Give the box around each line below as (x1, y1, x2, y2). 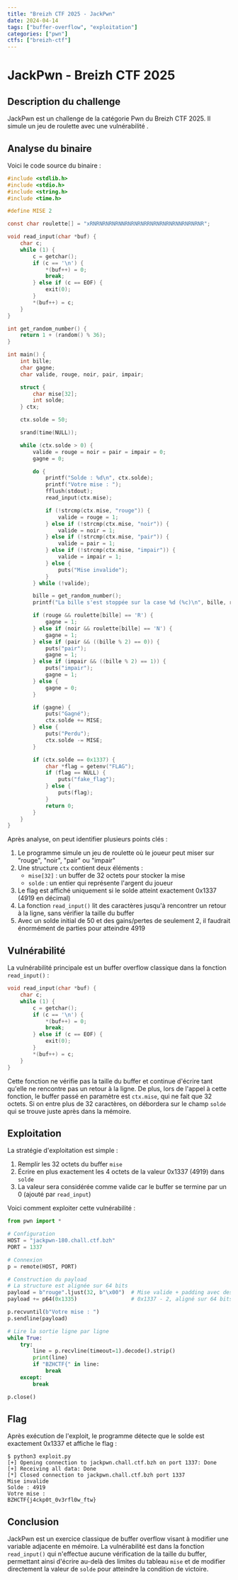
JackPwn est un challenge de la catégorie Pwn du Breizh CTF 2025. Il (7, 114, 211, 123)
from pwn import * (7, 1217, 62, 1225)
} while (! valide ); (33, 580, 91, 587)
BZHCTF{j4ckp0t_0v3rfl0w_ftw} (7, 1496, 97, 1504)
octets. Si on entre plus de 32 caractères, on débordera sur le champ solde (7, 1099, 227, 1107)
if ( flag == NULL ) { (45, 769, 106, 777)
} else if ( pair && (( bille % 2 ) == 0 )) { (33, 638, 160, 646)
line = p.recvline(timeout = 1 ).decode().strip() (33, 1347, 176, 1355)
